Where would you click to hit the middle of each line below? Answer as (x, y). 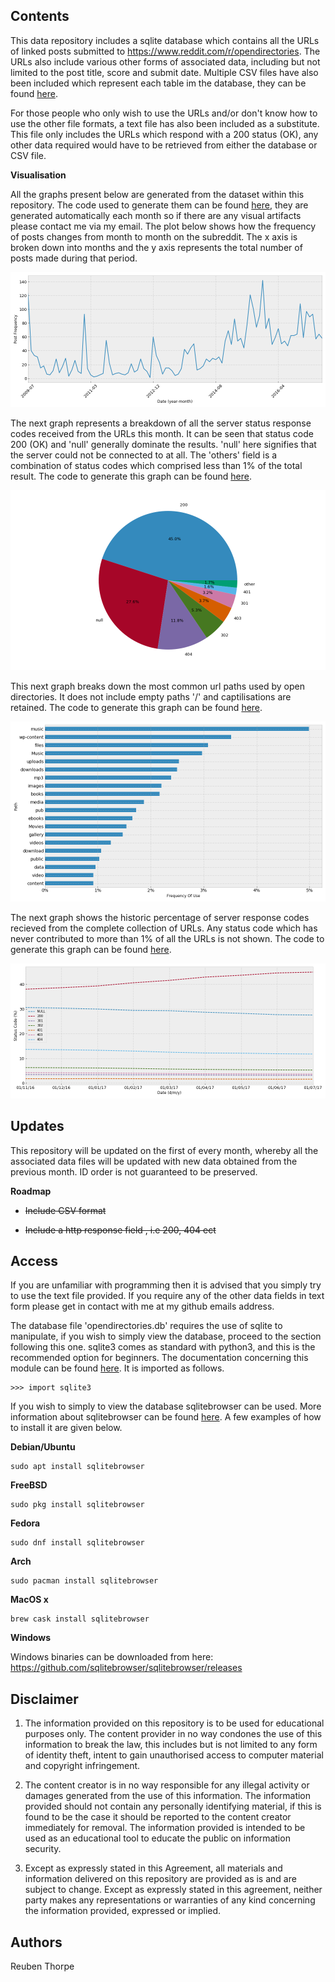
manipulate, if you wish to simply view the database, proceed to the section (166, 1336)
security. (43, 1849)
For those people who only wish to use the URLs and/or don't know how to (164, 113)
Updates (37, 1126)
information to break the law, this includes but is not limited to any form (171, 1745)
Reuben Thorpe (42, 1966)
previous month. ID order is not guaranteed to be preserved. (134, 1171)
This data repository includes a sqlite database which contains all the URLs (165, 40)
